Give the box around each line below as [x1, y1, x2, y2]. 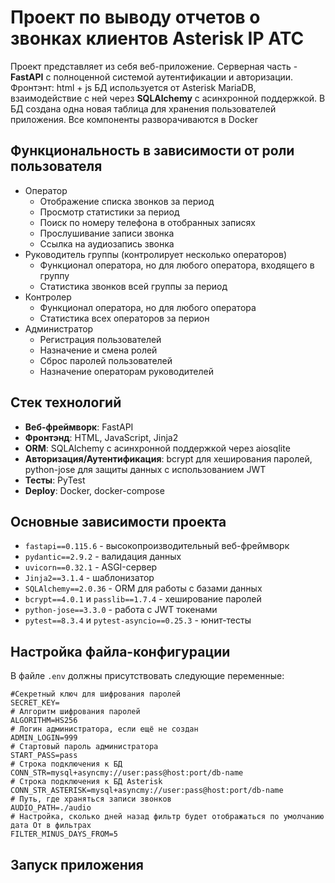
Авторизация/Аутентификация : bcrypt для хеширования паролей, [24, 452, 313, 465]
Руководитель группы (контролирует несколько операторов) [24, 248, 288, 260]
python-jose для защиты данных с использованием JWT [24, 463, 267, 475]
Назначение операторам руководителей [39, 365, 215, 377]
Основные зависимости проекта [10, 513, 227, 530]
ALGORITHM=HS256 [10, 716, 78, 726]
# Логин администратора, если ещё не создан [10, 724, 199, 735]
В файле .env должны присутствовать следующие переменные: [10, 670, 285, 682]
